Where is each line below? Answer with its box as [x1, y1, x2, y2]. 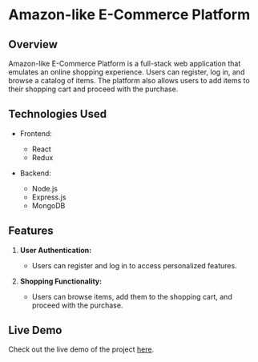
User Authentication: [19, 245, 92, 255]
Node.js [31, 183, 58, 193]
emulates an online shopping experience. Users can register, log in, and [8, 67, 245, 77]
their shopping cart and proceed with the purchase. [8, 84, 179, 94]
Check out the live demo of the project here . [8, 344, 155, 354]
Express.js [31, 192, 67, 202]
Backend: [19, 168, 52, 178]
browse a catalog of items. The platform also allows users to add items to [8, 76, 250, 85]
